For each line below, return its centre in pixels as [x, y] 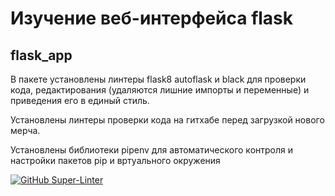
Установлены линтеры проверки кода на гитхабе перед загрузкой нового [167, 120]
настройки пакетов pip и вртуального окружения [115, 160]
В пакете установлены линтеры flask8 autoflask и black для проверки [158, 79]
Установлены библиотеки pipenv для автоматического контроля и [152, 150]
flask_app [41, 55]
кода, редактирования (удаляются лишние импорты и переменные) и [160, 90]
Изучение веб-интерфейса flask [152, 18]
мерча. [25, 130]
